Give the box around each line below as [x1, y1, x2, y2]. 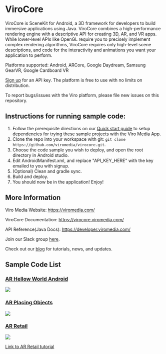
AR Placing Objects [5, 299, 53, 306]
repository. [5, 97, 27, 104]
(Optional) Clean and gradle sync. [12, 168, 82, 174]
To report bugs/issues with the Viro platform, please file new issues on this [5, 92, 159, 98]
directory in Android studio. [12, 152, 69, 158]
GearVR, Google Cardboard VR [5, 67, 69, 73]
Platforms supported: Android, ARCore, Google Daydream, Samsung [5, 62, 146, 68]
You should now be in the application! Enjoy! [12, 179, 104, 185]
